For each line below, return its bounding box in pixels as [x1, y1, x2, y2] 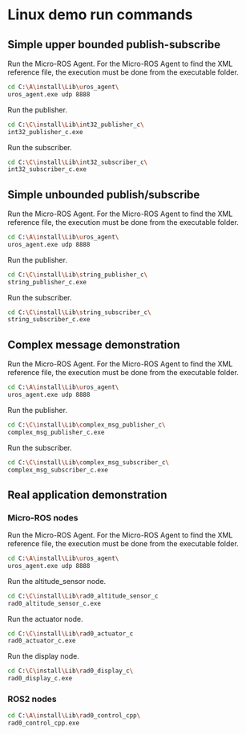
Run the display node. [7, 651, 79, 661]
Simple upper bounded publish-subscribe [7, 38, 221, 51]
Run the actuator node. [7, 614, 83, 623]
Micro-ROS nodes [7, 512, 79, 523]
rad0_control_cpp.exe [7, 719, 80, 728]
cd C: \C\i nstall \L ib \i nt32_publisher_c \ [7, 120, 145, 129]
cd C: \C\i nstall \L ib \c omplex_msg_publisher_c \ [7, 420, 166, 429]
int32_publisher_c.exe [7, 128, 83, 136]
